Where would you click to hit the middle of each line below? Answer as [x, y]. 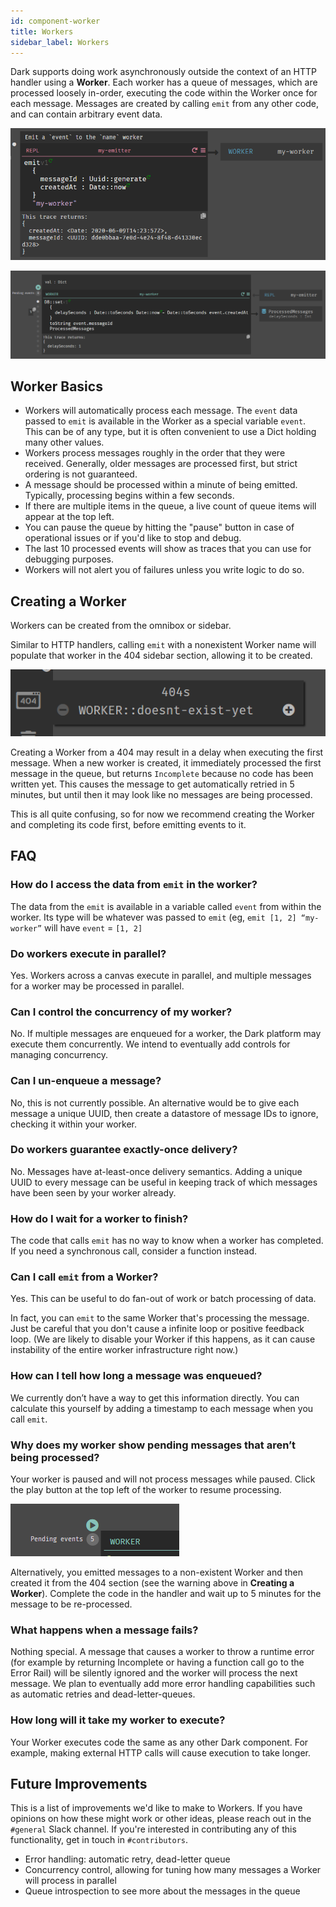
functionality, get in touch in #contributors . [99, 1840]
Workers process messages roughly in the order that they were [155, 453]
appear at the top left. [69, 517]
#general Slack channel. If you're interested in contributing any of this [153, 1829]
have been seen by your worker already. [93, 1192]
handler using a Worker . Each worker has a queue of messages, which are [164, 82]
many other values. [64, 442]
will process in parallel [70, 1881]
